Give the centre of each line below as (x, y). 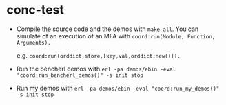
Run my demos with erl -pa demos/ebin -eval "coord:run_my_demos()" (118, 88)
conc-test (35, 10)
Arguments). (33, 43)
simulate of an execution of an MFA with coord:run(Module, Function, (116, 36)
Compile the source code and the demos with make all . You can (107, 29)
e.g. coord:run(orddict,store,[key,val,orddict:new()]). (98, 55)
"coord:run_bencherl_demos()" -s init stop (80, 75)
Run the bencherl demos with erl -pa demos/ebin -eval (96, 69)
